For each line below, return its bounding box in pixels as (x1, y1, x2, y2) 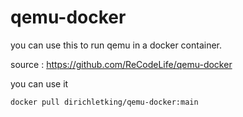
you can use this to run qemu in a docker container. (10, 39, 223, 51)
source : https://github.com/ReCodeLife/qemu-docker (10, 58, 233, 70)
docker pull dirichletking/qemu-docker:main (10, 97, 199, 107)
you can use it (10, 77, 69, 90)
